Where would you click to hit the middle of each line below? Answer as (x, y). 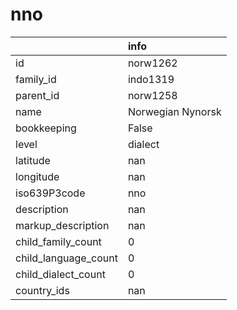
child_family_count (58, 241)
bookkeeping (46, 128)
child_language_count (66, 258)
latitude (33, 160)
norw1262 (152, 63)
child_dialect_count (60, 274)
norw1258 (152, 95)
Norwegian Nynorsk (174, 111)
